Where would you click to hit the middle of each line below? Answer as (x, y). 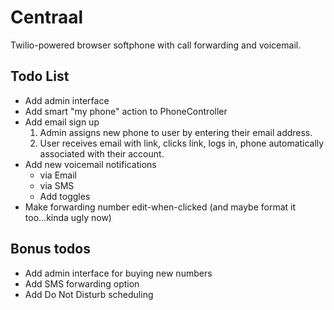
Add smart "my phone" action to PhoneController (126, 111)
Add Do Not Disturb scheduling (89, 294)
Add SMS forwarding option (82, 283)
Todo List (40, 76)
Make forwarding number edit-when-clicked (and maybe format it (160, 207)
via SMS (57, 185)
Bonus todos (50, 249)
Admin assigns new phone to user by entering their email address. (176, 132)
